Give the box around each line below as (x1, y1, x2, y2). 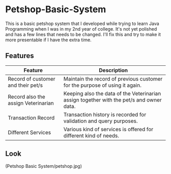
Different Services (8, 129, 51, 136)
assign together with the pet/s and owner (63, 96, 162, 103)
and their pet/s (8, 82, 43, 89)
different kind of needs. (63, 132, 120, 139)
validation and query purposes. (63, 117, 138, 125)
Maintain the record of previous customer (63, 75, 163, 82)
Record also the (8, 93, 46, 100)
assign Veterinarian (8, 100, 54, 107)
